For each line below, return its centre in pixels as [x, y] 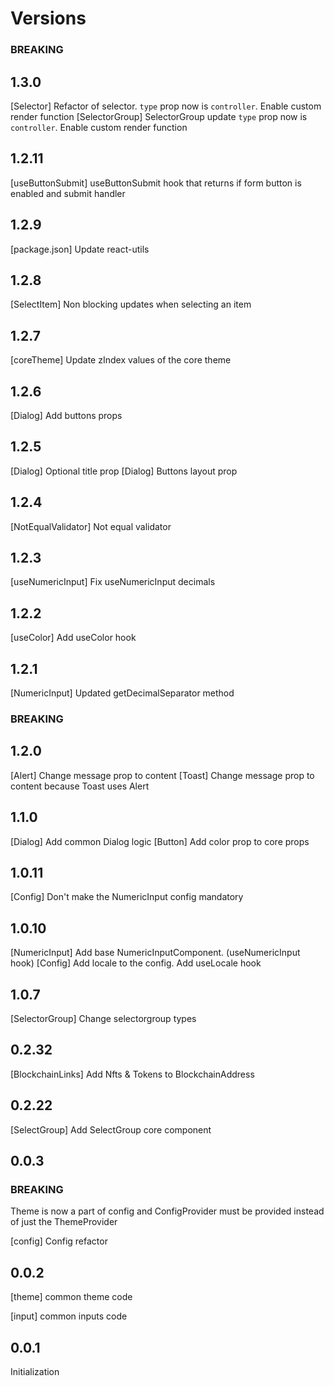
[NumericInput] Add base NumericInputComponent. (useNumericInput [155, 953]
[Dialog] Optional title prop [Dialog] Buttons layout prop [124, 471]
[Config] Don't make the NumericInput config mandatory [127, 897]
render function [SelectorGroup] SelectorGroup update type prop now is [159, 116]
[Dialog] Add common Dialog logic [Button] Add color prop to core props [160, 841]
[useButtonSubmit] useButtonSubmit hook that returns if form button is [156, 183]
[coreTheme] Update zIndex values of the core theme [121, 360]
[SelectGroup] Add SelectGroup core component [111, 1129]
